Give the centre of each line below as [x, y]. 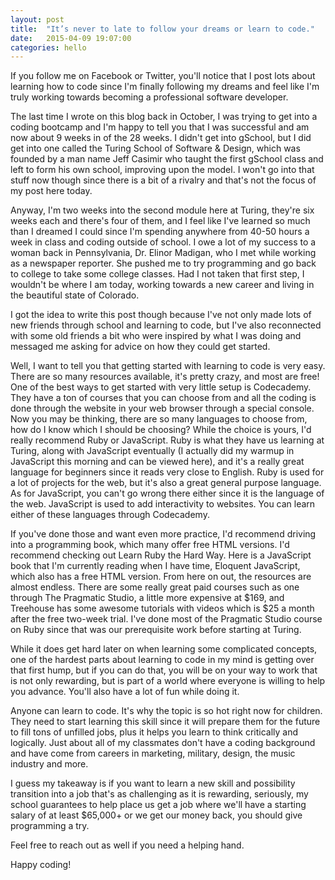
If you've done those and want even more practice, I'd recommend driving [163, 534]
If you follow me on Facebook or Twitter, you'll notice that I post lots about [163, 76]
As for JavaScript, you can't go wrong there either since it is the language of [167, 493]
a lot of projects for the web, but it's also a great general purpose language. [166, 483]
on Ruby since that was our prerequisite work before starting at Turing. [156, 630]
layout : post [37, 19]
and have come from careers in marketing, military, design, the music [153, 753]
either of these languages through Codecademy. [110, 515]
